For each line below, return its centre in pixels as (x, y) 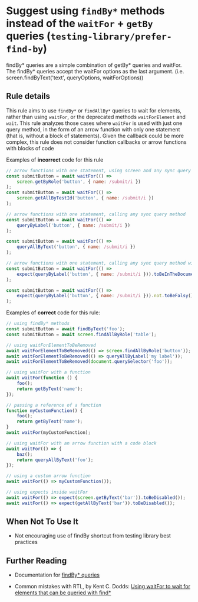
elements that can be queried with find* (63, 593)
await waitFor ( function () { (42, 378)
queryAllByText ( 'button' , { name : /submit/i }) (76, 247)
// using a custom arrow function (49, 476)
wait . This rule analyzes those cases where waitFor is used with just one (94, 123)
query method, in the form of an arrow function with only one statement (93, 129)
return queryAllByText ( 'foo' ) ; (55, 460)
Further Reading (37, 561)
